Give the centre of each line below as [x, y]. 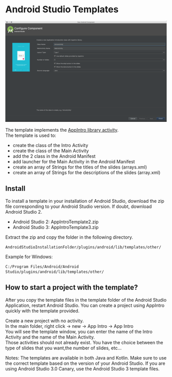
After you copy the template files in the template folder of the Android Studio [86, 300]
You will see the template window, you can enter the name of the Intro [79, 331]
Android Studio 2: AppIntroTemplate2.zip [56, 222]
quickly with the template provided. [42, 310]
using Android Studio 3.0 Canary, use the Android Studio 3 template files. [82, 369]
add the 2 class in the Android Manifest [54, 156]
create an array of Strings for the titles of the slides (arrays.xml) [80, 167]
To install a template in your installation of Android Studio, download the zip [85, 201]
